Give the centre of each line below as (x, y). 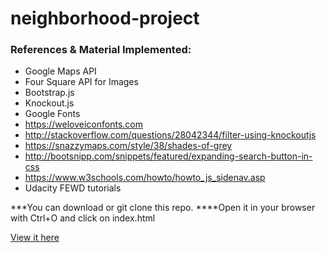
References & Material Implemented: (101, 50)
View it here (35, 238)
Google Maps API (60, 71)
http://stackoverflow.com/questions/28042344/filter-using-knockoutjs (170, 135)
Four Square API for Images (81, 82)
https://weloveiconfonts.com (83, 124)
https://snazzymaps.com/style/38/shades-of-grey (128, 146)
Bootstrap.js (49, 93)
